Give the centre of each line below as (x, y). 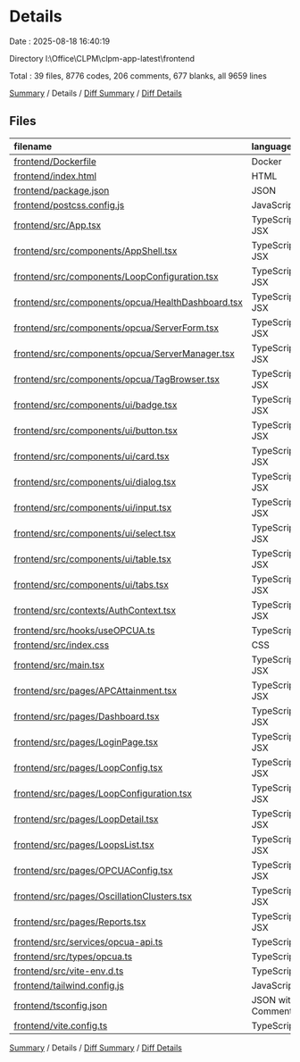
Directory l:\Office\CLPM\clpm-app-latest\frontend (102, 58)
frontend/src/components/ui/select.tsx (95, 533)
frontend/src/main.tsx (59, 665)
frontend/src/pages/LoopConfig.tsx (88, 767)
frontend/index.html (55, 176)
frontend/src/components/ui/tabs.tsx (92, 584)
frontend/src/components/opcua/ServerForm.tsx (117, 328)
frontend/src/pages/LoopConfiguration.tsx (103, 793)
